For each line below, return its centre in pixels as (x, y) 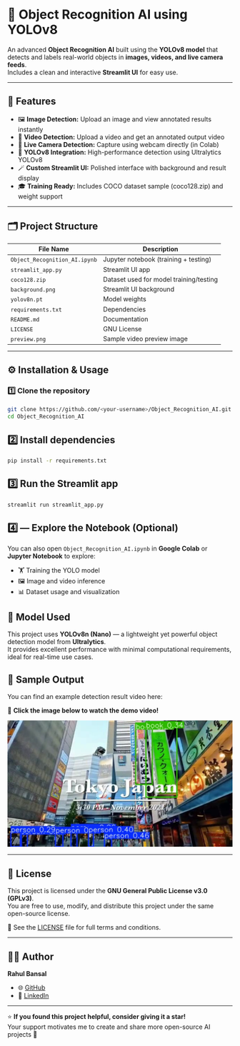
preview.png (28, 340)
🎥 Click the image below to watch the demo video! (83, 710)
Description (160, 249)
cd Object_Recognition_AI (46, 417)
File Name (54, 249)
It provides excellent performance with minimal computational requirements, (120, 650)
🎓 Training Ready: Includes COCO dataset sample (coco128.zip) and (120, 186)
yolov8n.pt (26, 300)
